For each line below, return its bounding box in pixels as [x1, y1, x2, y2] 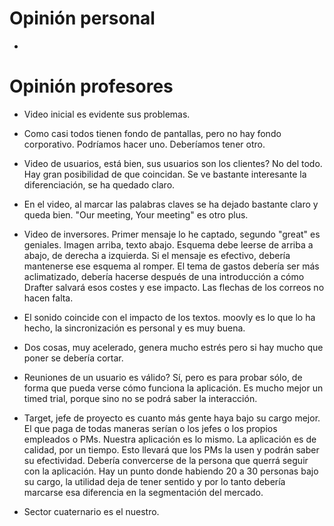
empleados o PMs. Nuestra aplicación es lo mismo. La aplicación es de [23, 433, 317, 445]
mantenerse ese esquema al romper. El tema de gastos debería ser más [23, 260, 320, 272]
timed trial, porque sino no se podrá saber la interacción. [23, 392, 258, 404]
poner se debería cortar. [23, 352, 124, 364]
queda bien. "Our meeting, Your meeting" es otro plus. [23, 208, 249, 221]
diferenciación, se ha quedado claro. [23, 178, 176, 191]
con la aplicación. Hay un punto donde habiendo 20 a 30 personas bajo [23, 465, 319, 477]
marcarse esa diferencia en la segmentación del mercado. [23, 486, 264, 498]
